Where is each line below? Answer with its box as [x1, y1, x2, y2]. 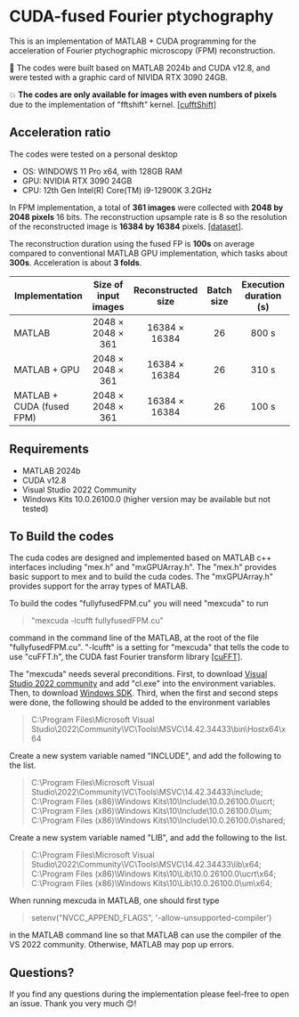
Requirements [9, 442, 89, 457]
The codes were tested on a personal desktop [9, 149, 178, 159]
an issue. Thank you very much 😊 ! [9, 998, 137, 1009]
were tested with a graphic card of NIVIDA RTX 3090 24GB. [9, 71, 229, 82]
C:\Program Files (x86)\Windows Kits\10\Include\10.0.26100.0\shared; [30, 815, 287, 826]
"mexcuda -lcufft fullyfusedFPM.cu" [30, 615, 165, 626]
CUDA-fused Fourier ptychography [9, 6, 274, 27]
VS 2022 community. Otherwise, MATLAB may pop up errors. [9, 940, 234, 950]
